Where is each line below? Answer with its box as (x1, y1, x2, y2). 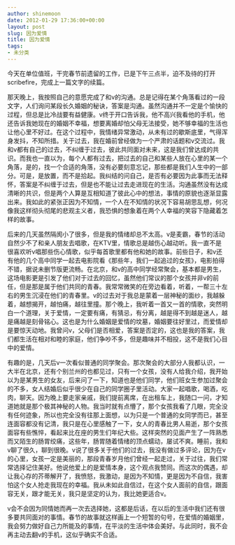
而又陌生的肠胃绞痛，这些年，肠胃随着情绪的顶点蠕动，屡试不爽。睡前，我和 (7, 437, 228, 445)
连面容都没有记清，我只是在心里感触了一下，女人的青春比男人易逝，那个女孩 (7, 419, 228, 428)
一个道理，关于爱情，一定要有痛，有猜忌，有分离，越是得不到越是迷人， (13, 308, 222, 317)
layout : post (7, 23, 45, 30)
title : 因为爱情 (7, 36, 50, 43)
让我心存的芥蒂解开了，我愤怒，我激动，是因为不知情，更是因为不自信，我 (7, 472, 222, 480)
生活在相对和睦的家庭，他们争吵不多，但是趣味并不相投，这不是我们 (19, 335, 215, 343)
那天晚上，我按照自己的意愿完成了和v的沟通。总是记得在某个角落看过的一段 (7, 92, 225, 101)
